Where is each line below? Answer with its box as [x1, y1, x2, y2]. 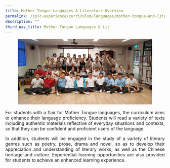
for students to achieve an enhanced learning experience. [5, 157, 126, 163]
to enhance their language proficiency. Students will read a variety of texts [5, 115, 165, 121]
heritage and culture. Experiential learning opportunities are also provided [5, 152, 165, 158]
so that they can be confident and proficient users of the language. [5, 126, 145, 132]
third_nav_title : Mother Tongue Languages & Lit [5, 24, 110, 29]
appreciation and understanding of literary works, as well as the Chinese [5, 146, 165, 152]
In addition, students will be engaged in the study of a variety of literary [5, 136, 165, 142]
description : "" [5, 19, 39, 24]
